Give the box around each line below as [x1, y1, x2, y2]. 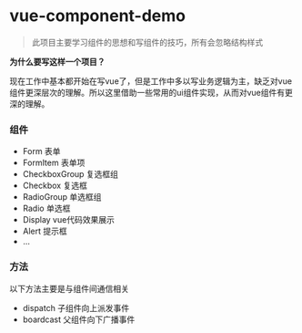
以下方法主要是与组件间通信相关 [9, 283, 129, 294]
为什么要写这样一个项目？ [9, 56, 106, 67]
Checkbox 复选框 [22, 180, 88, 192]
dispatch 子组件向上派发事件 [22, 302, 130, 313]
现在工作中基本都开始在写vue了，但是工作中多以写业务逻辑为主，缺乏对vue [9, 75, 293, 87]
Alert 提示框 [22, 225, 68, 237]
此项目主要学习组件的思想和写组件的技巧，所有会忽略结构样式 [31, 36, 264, 47]
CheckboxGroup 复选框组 [22, 169, 119, 180]
